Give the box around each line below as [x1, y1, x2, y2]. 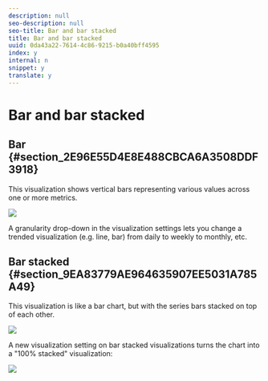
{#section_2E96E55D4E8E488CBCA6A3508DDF [8, 150, 259, 164]
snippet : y [8, 64, 45, 72]
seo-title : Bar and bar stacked [8, 26, 116, 34]
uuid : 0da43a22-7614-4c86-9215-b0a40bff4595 [8, 42, 160, 50]
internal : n [8, 57, 48, 65]
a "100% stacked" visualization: [8, 349, 113, 359]
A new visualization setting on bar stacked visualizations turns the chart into [8, 340, 260, 350]
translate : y [8, 71, 52, 79]
